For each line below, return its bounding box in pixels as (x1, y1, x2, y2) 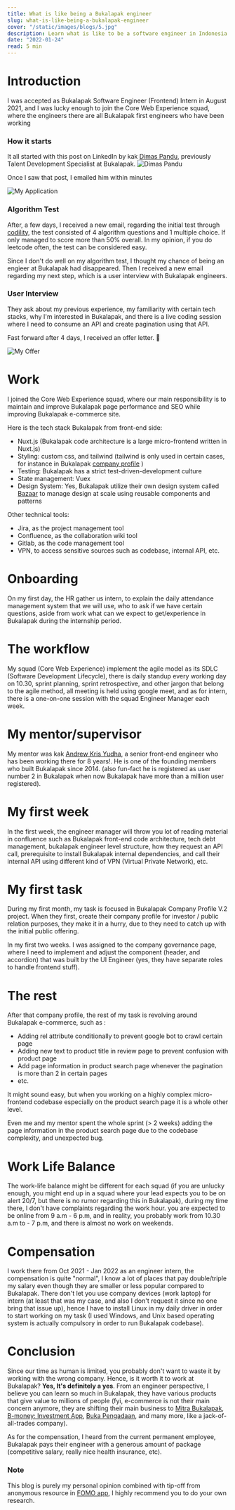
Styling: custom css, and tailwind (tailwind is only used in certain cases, (17, 452, 225, 460)
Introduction (7, 73, 81, 89)
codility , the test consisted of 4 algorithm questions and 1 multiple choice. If (7, 228, 226, 236)
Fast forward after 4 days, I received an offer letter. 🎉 (7, 333, 161, 341)
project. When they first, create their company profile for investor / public (7, 912, 219, 921)
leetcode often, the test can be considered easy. (7, 243, 147, 251)
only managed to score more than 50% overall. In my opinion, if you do (7, 235, 213, 244)
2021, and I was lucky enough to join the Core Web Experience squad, (7, 103, 210, 112)
